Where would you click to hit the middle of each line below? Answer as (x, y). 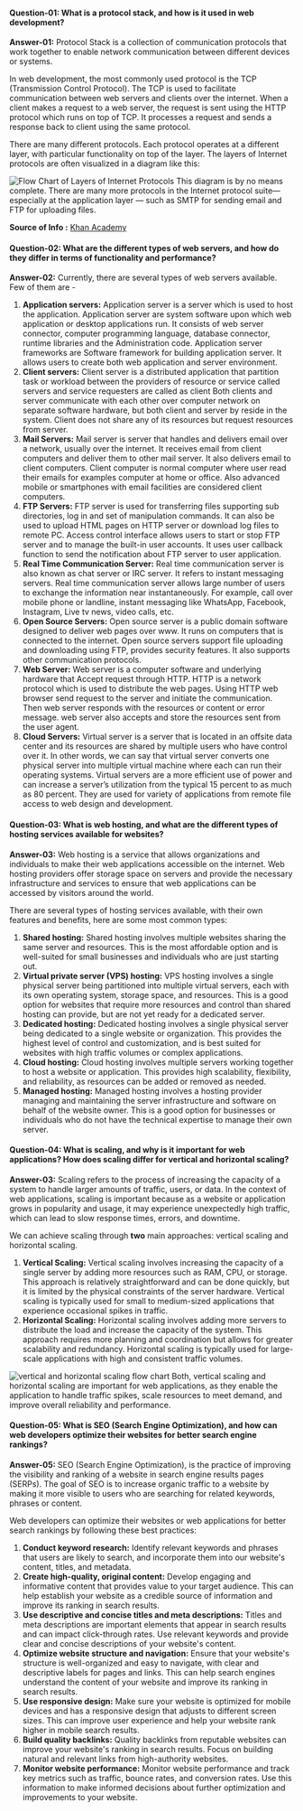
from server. (45, 430)
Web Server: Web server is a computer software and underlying (142, 669)
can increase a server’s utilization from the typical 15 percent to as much (157, 785)
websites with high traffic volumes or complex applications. (133, 1052)
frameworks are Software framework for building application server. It (152, 353)
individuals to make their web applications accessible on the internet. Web (147, 863)
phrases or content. (46, 1503)
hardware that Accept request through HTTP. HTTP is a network (142, 679)
